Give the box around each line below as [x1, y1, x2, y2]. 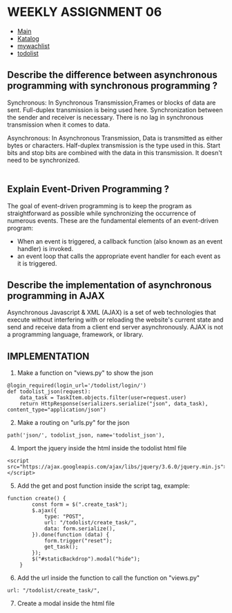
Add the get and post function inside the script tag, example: [17, 482, 190, 490]
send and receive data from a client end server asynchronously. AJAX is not [7, 323, 224, 331]
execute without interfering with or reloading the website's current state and [7, 315, 224, 324]
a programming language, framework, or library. [7, 330, 144, 339]
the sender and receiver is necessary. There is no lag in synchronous [7, 113, 204, 121]
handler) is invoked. [17, 244, 74, 253]
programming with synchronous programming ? [7, 80, 218, 92]
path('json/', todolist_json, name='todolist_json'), [7, 432, 166, 439]
